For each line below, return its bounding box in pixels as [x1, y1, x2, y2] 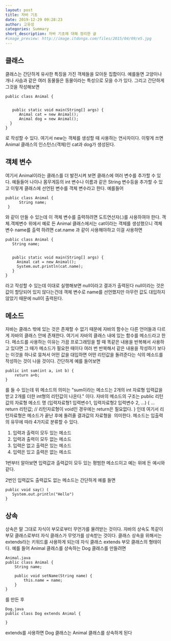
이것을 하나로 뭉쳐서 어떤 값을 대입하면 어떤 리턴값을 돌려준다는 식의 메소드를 [10, 352, 163, 358]
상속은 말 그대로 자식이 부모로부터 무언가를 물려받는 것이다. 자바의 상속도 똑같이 [5, 526, 163, 532]
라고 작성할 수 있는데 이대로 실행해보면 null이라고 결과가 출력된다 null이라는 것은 [5, 282, 165, 288]
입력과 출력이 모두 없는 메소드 [12, 436, 71, 442]
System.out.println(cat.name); [16, 264, 83, 269]
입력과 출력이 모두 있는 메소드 [12, 430, 71, 436]
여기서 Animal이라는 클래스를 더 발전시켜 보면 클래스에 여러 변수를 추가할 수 [5, 172, 156, 178]
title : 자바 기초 [5, 12, 38, 17]
